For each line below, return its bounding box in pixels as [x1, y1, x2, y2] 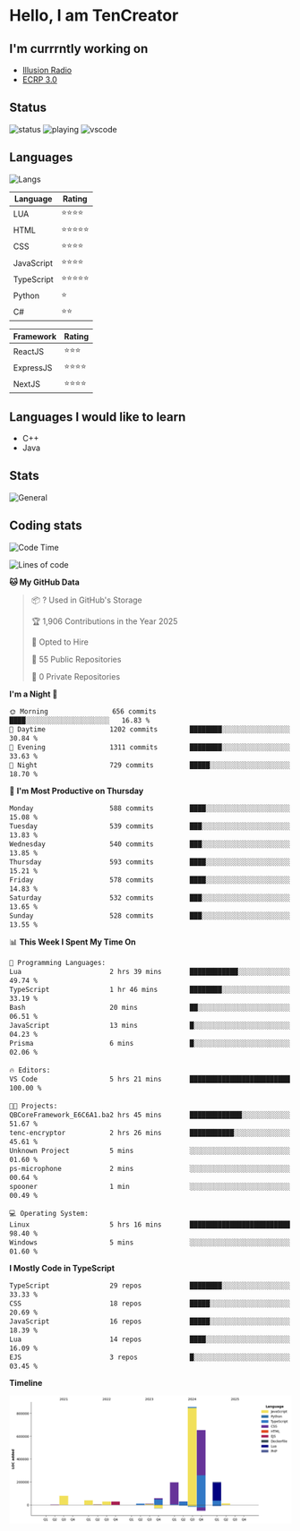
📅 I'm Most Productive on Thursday [9, 785, 144, 796]
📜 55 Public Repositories [30, 654, 122, 664]
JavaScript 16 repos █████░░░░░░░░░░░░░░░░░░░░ [9, 1317, 291, 1326]
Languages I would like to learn [9, 409, 186, 424]
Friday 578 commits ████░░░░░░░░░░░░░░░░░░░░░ [9, 875, 291, 885]
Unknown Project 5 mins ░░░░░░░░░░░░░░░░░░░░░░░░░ [9, 1146, 291, 1155]
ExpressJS [13, 362, 53, 372]
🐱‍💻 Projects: [9, 1101, 58, 1110]
